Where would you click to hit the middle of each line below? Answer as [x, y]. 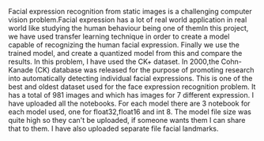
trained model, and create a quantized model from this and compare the [125, 53]
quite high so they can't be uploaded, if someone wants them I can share [127, 120]
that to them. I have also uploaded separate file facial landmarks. [113, 128]
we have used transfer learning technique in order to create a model [119, 36]
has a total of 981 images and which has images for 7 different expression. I [131, 95]
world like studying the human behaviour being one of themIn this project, [128, 28]
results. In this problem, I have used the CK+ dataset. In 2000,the [114, 61]
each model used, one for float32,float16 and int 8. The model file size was [130, 112]
